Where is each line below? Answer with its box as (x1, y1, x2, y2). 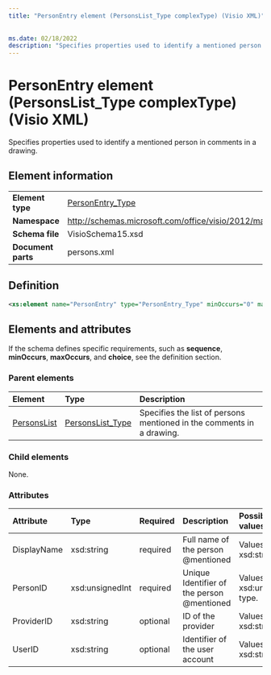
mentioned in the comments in (139, 416, 254, 428)
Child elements (8, 451, 69, 462)
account (182, 654, 214, 665)
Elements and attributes (8, 322, 131, 336)
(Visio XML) (8, 110, 90, 129)
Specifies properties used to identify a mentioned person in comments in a (8, 138, 256, 147)
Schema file (12, 228, 60, 239)
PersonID (12, 582, 48, 594)
